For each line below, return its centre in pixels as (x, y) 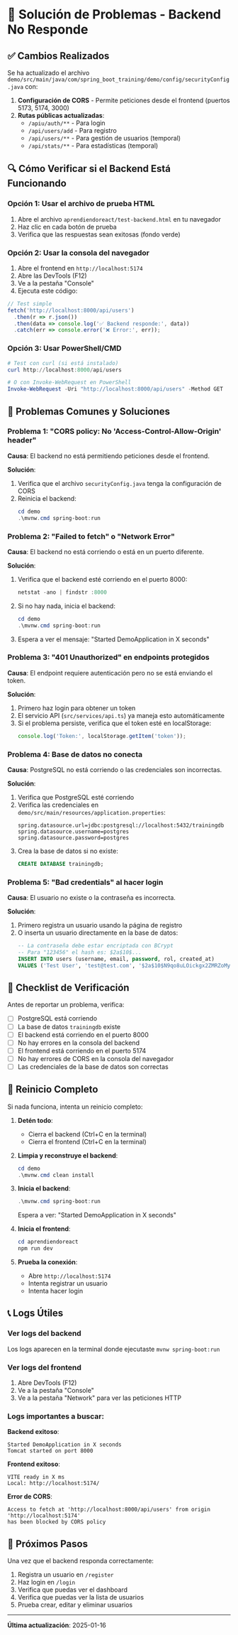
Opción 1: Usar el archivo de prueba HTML (81, 204)
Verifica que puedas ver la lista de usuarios (80, 1597)
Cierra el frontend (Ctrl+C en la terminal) (87, 1141)
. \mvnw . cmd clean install (56, 1175)
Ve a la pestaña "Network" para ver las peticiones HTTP (100, 1398)
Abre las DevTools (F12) (52, 276)
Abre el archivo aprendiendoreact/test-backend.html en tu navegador (119, 219)
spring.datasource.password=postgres (73, 837)
